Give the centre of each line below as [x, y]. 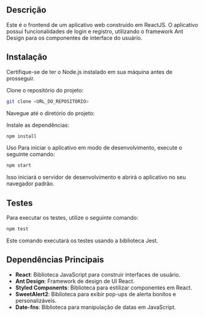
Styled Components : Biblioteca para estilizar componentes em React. [104, 288]
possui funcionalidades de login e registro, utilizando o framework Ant [95, 31]
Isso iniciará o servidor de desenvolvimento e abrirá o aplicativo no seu [96, 177]
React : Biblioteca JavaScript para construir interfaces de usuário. [98, 274]
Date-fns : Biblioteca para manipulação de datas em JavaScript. [96, 307]
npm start [19, 166]
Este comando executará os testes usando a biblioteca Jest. [82, 241]
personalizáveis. [36, 300]
